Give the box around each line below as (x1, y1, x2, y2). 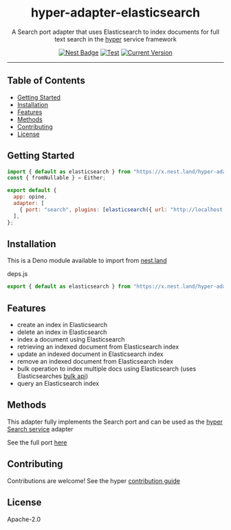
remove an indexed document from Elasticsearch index (16, 357, 174, 366)
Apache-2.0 (7, 515, 41, 523)
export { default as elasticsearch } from (7, 283, 131, 291)
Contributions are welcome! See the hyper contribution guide (7, 476, 181, 484)
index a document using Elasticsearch (16, 335, 125, 344)
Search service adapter (7, 424, 74, 433)
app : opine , (13, 193, 48, 201)
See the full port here (7, 438, 67, 446)
